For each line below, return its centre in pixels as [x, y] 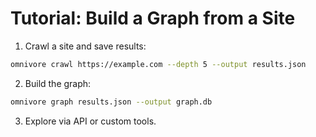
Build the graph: [58, 83]
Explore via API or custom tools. [90, 121]
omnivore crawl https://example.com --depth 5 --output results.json [158, 64]
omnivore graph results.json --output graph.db [111, 102]
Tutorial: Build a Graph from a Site [153, 18]
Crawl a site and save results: [85, 46]
